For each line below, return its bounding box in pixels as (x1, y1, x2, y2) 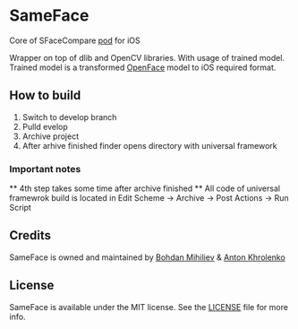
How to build (9, 88, 81, 103)
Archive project (21, 131, 79, 142)
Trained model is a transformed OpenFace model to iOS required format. (9, 62, 277, 73)
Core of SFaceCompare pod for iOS (9, 35, 140, 46)
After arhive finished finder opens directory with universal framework (21, 140, 277, 151)
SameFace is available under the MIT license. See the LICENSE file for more (9, 301, 289, 312)
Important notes (9, 162, 81, 175)
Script (9, 203, 31, 213)
